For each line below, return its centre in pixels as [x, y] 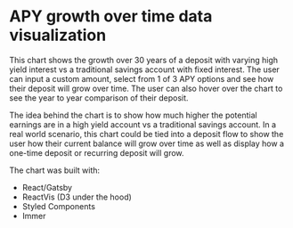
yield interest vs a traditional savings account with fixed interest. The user [145, 69]
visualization [58, 35]
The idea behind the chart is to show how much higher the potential [133, 115]
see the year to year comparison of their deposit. [99, 98]
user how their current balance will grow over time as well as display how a [147, 143]
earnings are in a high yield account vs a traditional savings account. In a [143, 124]
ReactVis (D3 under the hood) [77, 197]
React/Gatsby [47, 187]
